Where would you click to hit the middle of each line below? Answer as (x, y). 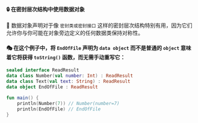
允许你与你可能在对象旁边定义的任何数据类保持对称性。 (75, 33)
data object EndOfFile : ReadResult (52, 87)
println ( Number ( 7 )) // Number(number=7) (68, 103)
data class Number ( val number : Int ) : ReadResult (70, 76)
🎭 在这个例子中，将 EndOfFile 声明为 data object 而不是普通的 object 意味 (99, 47)
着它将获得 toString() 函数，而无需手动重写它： (66, 57)
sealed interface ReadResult (43, 70)
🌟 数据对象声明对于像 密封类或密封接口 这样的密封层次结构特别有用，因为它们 (99, 25)
